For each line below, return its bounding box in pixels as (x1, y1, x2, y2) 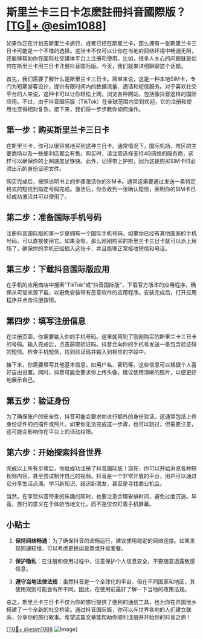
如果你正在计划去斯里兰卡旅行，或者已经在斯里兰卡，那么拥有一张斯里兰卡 (6, 39, 192, 47)
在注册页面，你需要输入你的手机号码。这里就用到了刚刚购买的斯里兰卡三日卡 (6, 333, 197, 340)
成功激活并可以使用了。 (11, 193, 70, 200)
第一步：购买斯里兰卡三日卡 (6, 125, 110, 135)
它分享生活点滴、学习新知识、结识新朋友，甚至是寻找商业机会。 (6, 480, 165, 487)
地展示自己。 (6, 376, 38, 383)
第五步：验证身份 (6, 396, 70, 406)
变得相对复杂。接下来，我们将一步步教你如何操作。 (16, 105, 144, 113)
